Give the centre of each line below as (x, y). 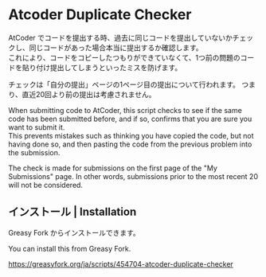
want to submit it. (37, 127)
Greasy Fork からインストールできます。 (74, 232)
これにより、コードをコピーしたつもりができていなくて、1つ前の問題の (124, 57)
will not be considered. (46, 185)
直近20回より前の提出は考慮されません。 (89, 94)
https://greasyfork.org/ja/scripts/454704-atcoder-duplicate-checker (121, 263)
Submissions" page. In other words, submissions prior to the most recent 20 (133, 176)
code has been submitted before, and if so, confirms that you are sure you (130, 119)
